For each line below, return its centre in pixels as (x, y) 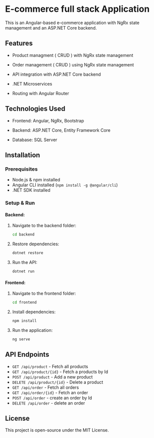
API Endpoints (27, 355)
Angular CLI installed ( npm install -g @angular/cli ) (65, 185)
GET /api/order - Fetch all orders (46, 387)
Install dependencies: (34, 312)
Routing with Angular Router (41, 93)
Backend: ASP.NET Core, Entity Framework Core (61, 130)
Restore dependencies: (36, 244)
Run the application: (32, 330)
